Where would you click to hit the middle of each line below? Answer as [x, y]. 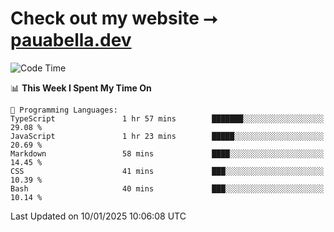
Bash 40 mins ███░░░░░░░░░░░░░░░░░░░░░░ [167, 188]
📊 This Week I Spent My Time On [81, 88]
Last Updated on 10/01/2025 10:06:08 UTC [98, 216]
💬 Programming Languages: [64, 110]
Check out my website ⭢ [114, 18]
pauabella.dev [71, 40]
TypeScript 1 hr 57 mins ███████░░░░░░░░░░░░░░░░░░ [167, 118]
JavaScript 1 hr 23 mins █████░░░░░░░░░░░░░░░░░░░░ [167, 136]
